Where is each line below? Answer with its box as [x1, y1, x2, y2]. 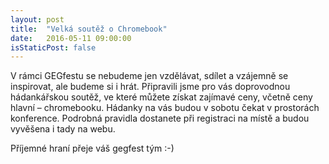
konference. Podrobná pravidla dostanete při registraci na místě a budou [10, 112, 310, 125]
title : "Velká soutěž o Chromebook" [10, 24, 168, 34]
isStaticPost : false [10, 42, 97, 53]
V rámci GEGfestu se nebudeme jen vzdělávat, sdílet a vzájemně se [10, 70, 289, 82]
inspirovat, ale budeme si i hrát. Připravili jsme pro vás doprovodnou [10, 81, 291, 93]
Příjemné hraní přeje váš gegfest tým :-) [10, 142, 175, 155]
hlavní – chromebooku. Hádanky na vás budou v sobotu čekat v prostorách [10, 102, 320, 114]
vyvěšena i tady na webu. [10, 123, 116, 135]
